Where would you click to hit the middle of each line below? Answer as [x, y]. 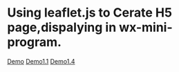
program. [35, 42]
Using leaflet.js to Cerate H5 [90, 13]
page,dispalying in [62, 27]
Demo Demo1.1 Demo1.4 [41, 61]
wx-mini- [145, 27]
